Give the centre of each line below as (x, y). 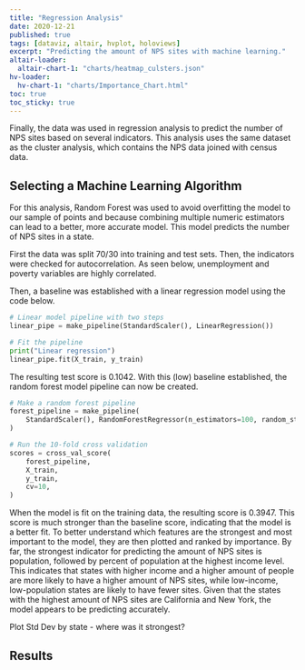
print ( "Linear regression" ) (63, 351)
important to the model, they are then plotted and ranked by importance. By (151, 542)
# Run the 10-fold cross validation (79, 445)
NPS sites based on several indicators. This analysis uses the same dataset (150, 138)
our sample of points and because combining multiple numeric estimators (147, 217)
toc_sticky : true (42, 102)
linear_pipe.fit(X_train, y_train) (77, 359)
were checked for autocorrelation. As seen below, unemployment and (139, 264)
